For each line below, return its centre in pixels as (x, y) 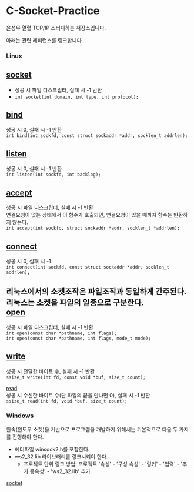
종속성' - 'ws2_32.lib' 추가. (61, 471)
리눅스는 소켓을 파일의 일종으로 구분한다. (75, 303)
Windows (20, 416)
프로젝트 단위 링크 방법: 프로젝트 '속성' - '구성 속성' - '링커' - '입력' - (101, 464)
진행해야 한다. (28, 437)
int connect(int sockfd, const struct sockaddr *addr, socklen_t (88, 267)
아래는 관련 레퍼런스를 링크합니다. (45, 40)
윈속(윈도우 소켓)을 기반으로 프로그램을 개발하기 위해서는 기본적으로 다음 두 (92, 429)
